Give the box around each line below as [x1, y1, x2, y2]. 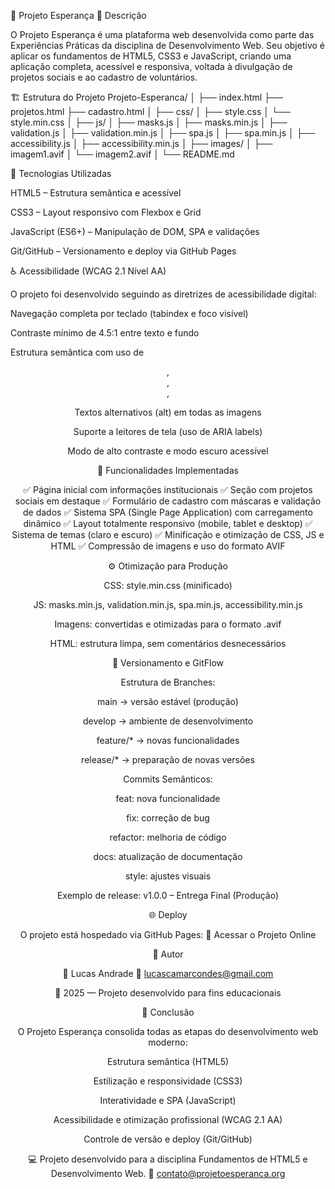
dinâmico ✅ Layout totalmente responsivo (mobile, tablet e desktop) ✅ [23, 518, 313, 529]
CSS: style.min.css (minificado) [103, 580, 233, 591]
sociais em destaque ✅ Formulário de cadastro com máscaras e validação [14, 495, 322, 507]
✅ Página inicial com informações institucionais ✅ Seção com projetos [23, 484, 313, 495]
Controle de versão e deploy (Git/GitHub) [83, 1133, 253, 1145]
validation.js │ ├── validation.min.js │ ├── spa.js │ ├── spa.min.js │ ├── [10, 127, 316, 139]
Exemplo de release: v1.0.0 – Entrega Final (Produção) [56, 890, 280, 901]
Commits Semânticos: [123, 773, 213, 785]
